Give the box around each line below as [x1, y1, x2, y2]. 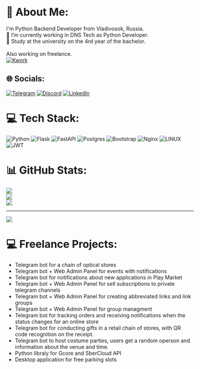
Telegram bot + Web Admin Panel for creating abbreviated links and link [14, 292, 192, 299]
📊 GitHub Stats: [6, 163, 87, 177]
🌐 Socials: [6, 74, 45, 84]
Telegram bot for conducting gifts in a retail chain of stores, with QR [14, 324, 182, 332]
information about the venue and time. [14, 343, 109, 350]
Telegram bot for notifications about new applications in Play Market [14, 273, 183, 281]
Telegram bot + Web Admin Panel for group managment [14, 305, 152, 313]
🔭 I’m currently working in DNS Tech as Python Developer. [6, 31, 149, 38]
